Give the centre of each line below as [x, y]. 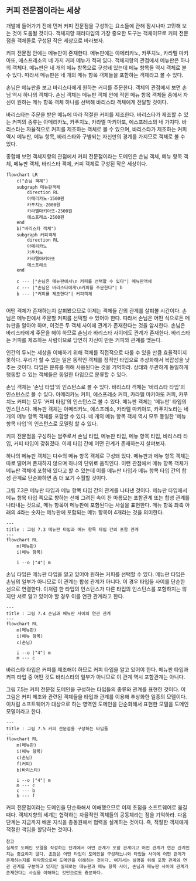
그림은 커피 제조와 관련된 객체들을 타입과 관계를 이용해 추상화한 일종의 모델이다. [97, 696]
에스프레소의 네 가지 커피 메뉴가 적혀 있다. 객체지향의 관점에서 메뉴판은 [99, 60]
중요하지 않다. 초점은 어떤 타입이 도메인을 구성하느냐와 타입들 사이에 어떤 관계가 [101, 854]
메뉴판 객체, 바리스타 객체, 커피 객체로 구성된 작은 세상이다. [81, 164]
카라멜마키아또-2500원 [50, 211]
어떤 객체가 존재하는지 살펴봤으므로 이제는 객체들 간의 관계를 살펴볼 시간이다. [94, 310]
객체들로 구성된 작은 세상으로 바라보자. [61, 40]
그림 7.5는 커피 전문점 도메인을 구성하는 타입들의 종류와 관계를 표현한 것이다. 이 [96, 689]
